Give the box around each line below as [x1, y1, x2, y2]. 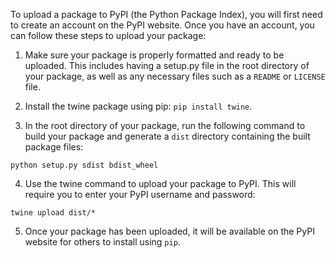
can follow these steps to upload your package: [10, 30, 207, 41]
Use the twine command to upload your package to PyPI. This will [24, 178, 297, 189]
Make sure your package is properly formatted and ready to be [24, 49, 285, 61]
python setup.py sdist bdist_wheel [10, 160, 159, 170]
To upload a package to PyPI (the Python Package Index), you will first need [10, 9, 323, 20]
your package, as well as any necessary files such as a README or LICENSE [24, 70, 326, 82]
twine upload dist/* [10, 208, 97, 218]
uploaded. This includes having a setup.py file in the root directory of [24, 60, 310, 71]
